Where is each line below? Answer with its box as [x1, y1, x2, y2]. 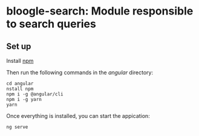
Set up [6, 41, 31, 51]
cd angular [6, 80, 34, 86]
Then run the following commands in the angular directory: [6, 69, 153, 76]
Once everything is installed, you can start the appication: [6, 112, 150, 119]
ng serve [6, 124, 28, 130]
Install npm [6, 57, 34, 64]
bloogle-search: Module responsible [6, 4, 194, 18]
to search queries [6, 17, 97, 31]
